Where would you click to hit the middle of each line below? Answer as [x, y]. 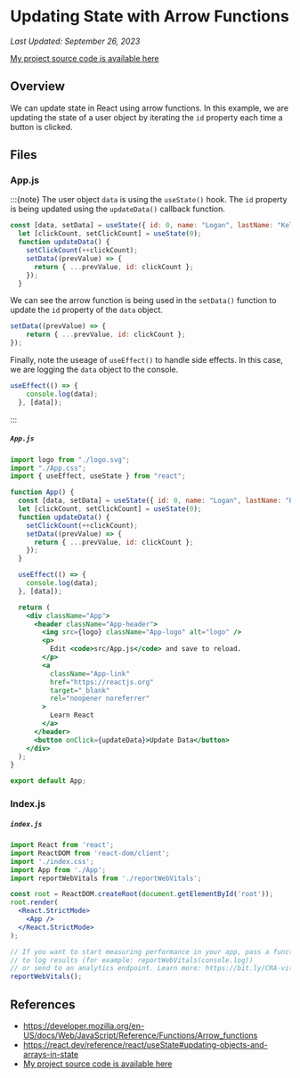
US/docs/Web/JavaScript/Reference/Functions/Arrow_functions [140, 1035]
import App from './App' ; [58, 870]
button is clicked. [42, 127]
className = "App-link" [89, 674]
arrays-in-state [51, 1054]
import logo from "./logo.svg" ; [70, 460]
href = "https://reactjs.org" [101, 682]
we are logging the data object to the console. [94, 370]
